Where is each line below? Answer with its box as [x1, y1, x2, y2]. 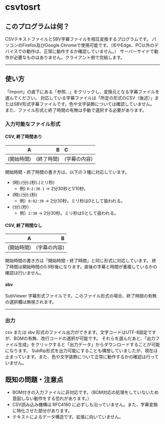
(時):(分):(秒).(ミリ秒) [12, 179, 55, 185]
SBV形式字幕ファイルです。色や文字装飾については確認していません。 [13, 101, 155, 107]
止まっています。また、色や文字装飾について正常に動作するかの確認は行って [5, 353, 159, 359]
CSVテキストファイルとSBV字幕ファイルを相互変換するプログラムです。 [5, 36, 151, 42]
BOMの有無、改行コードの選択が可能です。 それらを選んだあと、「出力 [13, 335, 156, 341]
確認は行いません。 [5, 270, 44, 276]
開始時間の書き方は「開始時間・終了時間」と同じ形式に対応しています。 [5, 258, 151, 264]
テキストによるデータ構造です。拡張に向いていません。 [12, 414, 124, 420]
